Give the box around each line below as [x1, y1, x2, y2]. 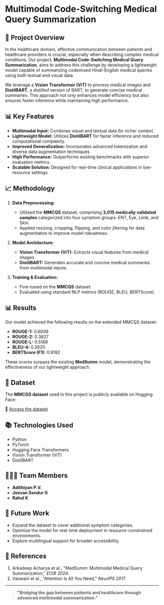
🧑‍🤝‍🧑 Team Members [5, 472, 68, 480]
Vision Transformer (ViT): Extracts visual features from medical [19, 249, 149, 255]
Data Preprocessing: [12, 200, 55, 205]
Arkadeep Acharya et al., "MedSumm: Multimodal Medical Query [12, 565, 143, 571]
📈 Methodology [5, 184, 55, 193]
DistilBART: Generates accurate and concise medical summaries [19, 259, 150, 265]
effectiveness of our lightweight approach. [5, 364, 91, 370]
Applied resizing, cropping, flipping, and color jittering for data [19, 225, 145, 231]
